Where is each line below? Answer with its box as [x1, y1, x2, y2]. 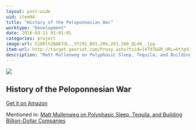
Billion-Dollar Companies [6, 117, 66, 124]
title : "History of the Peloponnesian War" [6, 19, 114, 25]
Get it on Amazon [6, 100, 48, 107]
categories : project [6, 36, 57, 41]
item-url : [6, 47, 30, 52]
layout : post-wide [6, 8, 51, 15]
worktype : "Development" [6, 24, 66, 31]
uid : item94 [6, 14, 35, 20]
